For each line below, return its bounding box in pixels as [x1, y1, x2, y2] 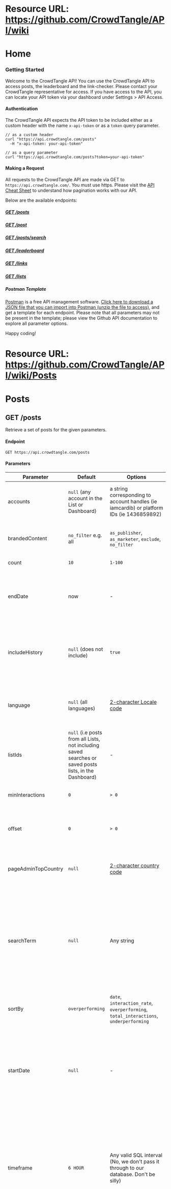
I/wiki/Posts [5, 370, 57, 381]
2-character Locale [109, 698, 157, 705]
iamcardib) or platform [109, 504, 164, 511]
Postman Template [5, 286, 47, 292]
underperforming [109, 1018, 149, 1024]
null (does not [68, 645, 103, 652]
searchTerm [8, 937, 37, 944]
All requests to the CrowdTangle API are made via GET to [5, 177, 125, 183]
